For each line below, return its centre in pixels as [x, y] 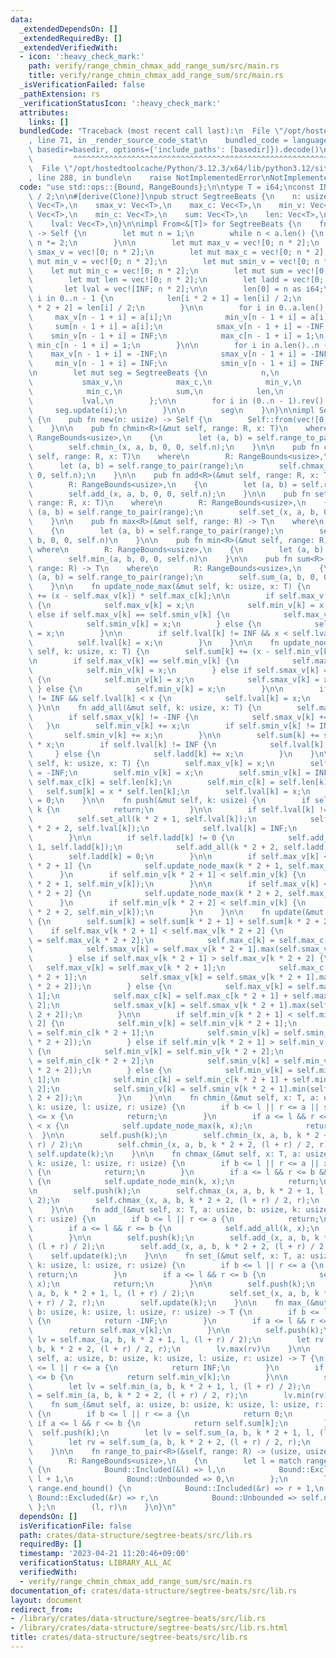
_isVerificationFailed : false [82, 85]
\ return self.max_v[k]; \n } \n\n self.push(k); [176, 1331]
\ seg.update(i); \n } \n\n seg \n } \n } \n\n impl [171, 410]
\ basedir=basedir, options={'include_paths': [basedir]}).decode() [174, 150]
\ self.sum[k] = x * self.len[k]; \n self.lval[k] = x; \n [169, 791]
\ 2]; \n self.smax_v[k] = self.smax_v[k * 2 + [151, 1005]
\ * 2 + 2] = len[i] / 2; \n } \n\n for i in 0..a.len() [176, 308]
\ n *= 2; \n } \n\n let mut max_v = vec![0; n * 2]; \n [174, 242]
